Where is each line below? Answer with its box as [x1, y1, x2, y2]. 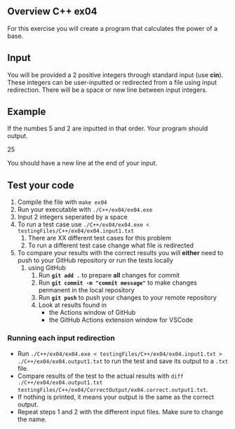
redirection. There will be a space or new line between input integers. [7, 86, 208, 94]
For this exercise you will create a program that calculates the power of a [7, 24, 218, 32]
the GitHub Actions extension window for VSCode [48, 315, 193, 325]
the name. [17, 415, 47, 423]
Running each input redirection [7, 333, 116, 343]
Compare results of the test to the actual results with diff [17, 372, 184, 380]
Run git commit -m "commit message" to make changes [38, 278, 198, 287]
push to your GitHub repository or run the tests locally [17, 256, 173, 265]
